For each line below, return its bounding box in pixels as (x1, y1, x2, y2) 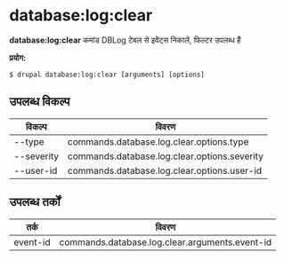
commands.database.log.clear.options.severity (67, 150, 264, 162)
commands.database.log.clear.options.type (67, 135, 249, 147)
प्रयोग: (9, 52, 27, 63)
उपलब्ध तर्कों (9, 194, 61, 209)
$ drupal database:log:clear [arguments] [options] (9, 70, 205, 79)
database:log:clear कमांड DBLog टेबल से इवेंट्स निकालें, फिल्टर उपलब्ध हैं (9, 35, 241, 45)
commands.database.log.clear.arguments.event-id (59, 236, 272, 248)
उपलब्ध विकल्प (9, 94, 70, 109)
